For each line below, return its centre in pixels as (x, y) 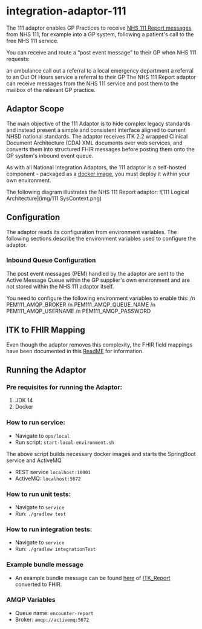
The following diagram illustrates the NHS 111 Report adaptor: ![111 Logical (98, 192)
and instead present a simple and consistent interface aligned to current (96, 130)
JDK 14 (24, 400)
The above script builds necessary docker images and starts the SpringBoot (101, 454)
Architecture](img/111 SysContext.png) (54, 198)
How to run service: (36, 423)
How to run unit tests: (39, 494)
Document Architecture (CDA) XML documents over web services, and (94, 143)
